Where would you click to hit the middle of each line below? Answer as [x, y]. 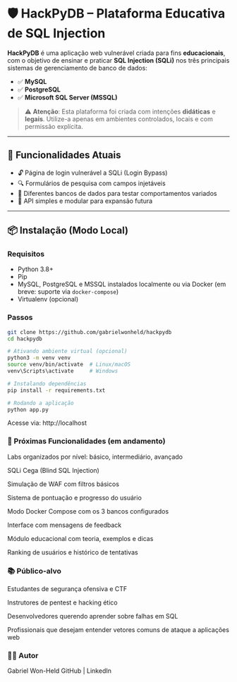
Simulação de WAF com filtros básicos [63, 484]
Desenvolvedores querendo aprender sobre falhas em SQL [93, 616]
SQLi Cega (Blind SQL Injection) [54, 470]
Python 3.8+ [36, 269]
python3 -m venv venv [39, 358]
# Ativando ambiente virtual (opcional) [68, 352]
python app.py [28, 409]
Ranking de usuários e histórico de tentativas [73, 552]
